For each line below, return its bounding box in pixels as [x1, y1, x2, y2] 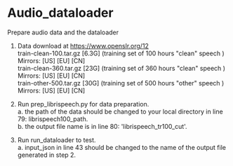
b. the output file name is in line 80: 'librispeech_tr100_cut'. [17, 122, 187, 130]
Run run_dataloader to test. [17, 135, 96, 144]
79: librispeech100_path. [17, 114, 88, 123]
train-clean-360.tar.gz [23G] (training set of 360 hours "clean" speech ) [17, 64, 226, 72]
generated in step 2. [17, 151, 76, 159]
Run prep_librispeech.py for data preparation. [17, 99, 149, 108]
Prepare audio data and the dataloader [7, 28, 119, 36]
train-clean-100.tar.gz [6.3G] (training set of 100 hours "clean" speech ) [17, 49, 225, 57]
